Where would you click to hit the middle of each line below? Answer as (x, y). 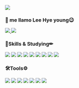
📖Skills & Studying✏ (29, 44)
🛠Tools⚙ (17, 68)
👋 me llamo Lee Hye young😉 (39, 20)
